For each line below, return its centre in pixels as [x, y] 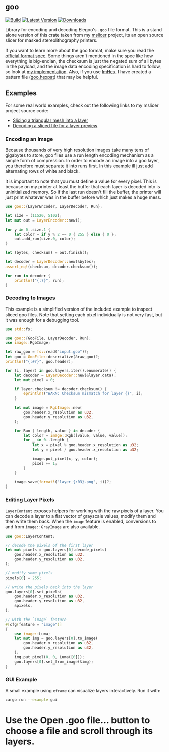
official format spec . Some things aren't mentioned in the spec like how [79, 56]
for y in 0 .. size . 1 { [28, 230]
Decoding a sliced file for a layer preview [55, 125]
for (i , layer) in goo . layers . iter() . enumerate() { [61, 370]
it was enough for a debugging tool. [42, 320]
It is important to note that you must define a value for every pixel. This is [81, 181]
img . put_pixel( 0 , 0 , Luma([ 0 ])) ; [49, 657]
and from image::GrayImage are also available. [53, 527]
